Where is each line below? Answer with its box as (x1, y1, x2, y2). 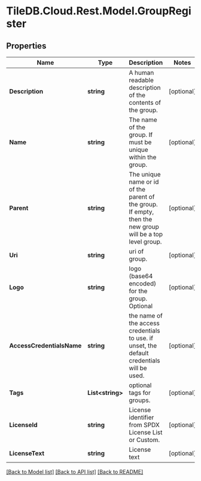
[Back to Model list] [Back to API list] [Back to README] (6, 468, 144, 475)
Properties (6, 41, 47, 51)
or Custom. (129, 436, 160, 444)
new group (129, 223, 160, 231)
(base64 (129, 272, 153, 280)
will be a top (129, 230, 163, 238)
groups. (129, 396, 151, 404)
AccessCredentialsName (9, 342, 82, 349)
